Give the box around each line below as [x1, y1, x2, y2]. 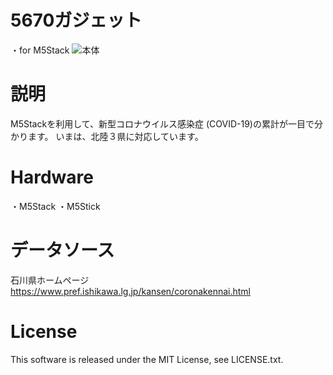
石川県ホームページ [10, 274, 90, 286]
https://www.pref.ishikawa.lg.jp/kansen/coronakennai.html [10, 285, 251, 297]
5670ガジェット [10, 9, 143, 32]
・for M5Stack [10, 44, 70, 56]
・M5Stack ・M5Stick [10, 200, 101, 212]
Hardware [10, 166, 94, 189]
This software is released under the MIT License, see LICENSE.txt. [10, 353, 284, 365]
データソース [10, 239, 115, 261]
